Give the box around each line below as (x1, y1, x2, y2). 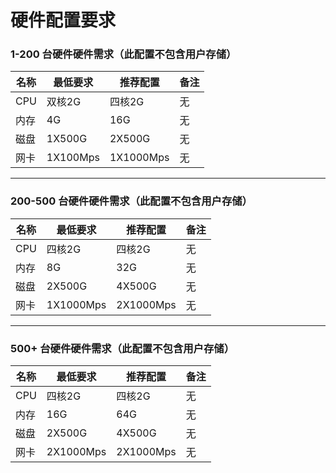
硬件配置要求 (10, 9, 117, 32)
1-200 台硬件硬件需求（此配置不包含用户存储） (10, 47, 237, 61)
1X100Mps (46, 151, 100, 165)
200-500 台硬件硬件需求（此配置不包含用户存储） (10, 194, 253, 208)
